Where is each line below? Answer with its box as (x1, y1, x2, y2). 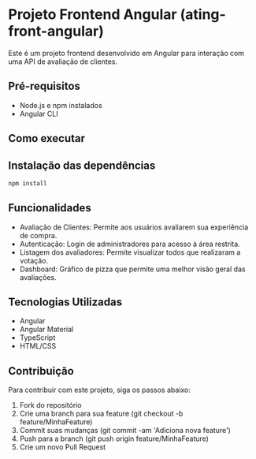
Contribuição (8, 364, 75, 378)
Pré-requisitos (8, 80, 81, 93)
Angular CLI (19, 109, 58, 118)
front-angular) (8, 22, 104, 40)
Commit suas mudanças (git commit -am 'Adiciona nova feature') (19, 426, 231, 435)
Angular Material (19, 325, 74, 334)
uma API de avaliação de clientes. (8, 57, 118, 66)
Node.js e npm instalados (19, 100, 102, 110)
